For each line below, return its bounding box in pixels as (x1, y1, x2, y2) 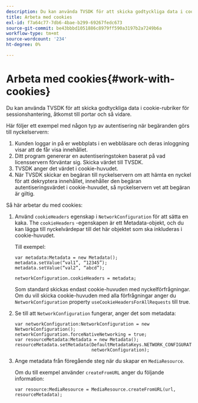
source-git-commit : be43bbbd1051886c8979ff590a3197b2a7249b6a (6, 25, 162, 31)
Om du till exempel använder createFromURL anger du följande (14, 369, 164, 376)
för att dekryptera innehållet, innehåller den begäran (14, 177, 141, 184)
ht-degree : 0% (6, 42, 41, 48)
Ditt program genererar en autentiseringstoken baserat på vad (14, 152, 166, 160)
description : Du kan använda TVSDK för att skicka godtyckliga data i (6, 8, 183, 15)
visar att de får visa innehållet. (14, 146, 88, 153)
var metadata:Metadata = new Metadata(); (14, 255, 118, 261)
